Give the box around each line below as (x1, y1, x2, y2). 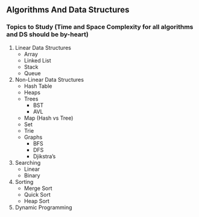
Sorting (14, 178, 34, 185)
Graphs (24, 133, 43, 141)
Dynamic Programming (14, 204, 72, 211)
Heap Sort (24, 197, 50, 204)
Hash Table (24, 82, 52, 90)
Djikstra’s (33, 153, 56, 160)
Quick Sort (24, 191, 51, 198)
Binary (24, 171, 40, 179)
